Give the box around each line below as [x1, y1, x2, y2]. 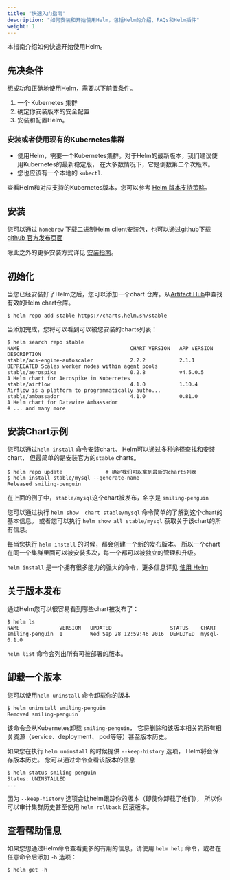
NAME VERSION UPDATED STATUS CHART [7, 624, 216, 631]
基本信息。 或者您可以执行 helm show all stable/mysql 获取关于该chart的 [7, 516, 216, 525]
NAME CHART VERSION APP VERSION [7, 345, 214, 352]
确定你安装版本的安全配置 [16, 107, 90, 115]
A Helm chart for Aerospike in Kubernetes [7, 375, 130, 382]
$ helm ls [7, 618, 36, 626]
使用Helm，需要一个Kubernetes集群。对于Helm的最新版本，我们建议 [16, 152, 212, 160]
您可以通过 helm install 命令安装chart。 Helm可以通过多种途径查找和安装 [7, 445, 216, 453]
